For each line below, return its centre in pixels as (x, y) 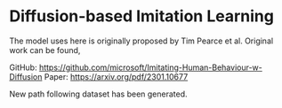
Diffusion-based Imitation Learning (141, 16)
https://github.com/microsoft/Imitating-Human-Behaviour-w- (150, 67)
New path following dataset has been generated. (99, 94)
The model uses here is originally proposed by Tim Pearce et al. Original (141, 41)
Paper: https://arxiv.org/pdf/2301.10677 (116, 76)
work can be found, (45, 50)
